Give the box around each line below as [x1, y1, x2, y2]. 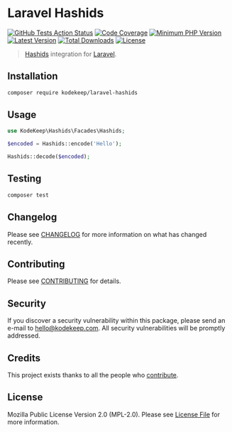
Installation [7, 70, 58, 82]
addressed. [7, 331, 40, 340]
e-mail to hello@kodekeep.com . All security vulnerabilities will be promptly [7, 324, 226, 333]
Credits [7, 352, 41, 364]
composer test [7, 192, 50, 199]
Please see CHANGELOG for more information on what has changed [7, 230, 207, 238]
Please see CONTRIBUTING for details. [7, 277, 122, 285]
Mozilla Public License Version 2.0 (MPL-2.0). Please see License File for [7, 410, 220, 419]
